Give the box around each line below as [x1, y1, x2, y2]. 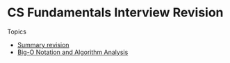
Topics [7, 27, 26, 36]
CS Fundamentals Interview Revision [7, 5, 224, 21]
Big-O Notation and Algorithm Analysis [17, 48, 129, 56]
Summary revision [17, 40, 69, 49]
